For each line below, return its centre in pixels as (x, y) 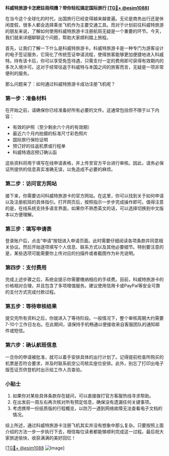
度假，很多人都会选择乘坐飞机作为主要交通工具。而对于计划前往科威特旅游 (87, 25)
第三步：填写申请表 (28, 229)
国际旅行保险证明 (30, 140)
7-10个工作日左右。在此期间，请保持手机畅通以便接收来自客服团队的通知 (80, 325)
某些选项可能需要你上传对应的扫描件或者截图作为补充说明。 (75, 253)
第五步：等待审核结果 (31, 307)
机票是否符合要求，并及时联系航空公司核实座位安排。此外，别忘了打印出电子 (84, 363)
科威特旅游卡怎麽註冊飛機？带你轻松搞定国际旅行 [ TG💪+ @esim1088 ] (77, 8)
